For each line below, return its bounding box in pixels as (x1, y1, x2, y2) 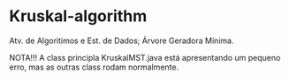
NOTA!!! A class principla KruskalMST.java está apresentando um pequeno (9, 52, 281, 63)
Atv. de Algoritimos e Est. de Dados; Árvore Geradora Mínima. (9, 35, 234, 46)
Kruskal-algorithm (9, 6, 148, 26)
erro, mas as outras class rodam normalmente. (9, 62, 179, 72)
